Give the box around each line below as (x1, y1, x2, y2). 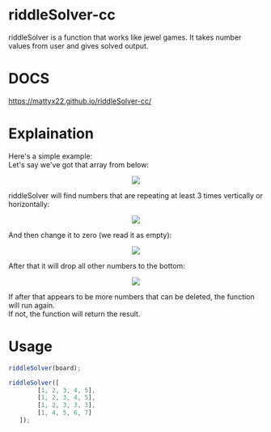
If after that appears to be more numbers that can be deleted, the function (8, 291, 255, 301)
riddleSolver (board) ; (8, 364, 82, 372)
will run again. (8, 300, 55, 310)
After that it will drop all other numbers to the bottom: (8, 260, 186, 270)
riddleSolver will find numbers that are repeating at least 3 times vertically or (8, 190, 263, 200)
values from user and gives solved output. (8, 40, 149, 50)
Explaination (8, 125, 95, 143)
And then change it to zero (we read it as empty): (8, 230, 172, 239)
